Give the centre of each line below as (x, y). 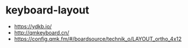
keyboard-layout (48, 10)
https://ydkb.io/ (33, 26)
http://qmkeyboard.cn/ (41, 32)
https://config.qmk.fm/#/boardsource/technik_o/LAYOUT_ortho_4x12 (98, 39)
